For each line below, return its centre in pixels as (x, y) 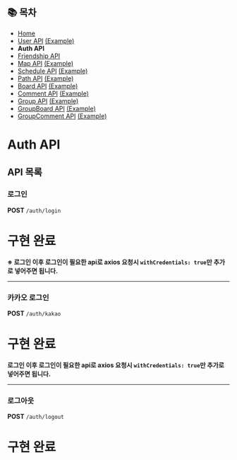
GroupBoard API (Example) (57, 108)
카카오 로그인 (28, 297)
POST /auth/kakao (34, 313)
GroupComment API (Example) (62, 116)
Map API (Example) (45, 63)
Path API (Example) (45, 78)
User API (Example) (46, 40)
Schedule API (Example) (53, 71)
